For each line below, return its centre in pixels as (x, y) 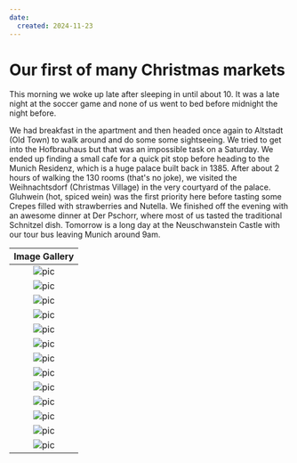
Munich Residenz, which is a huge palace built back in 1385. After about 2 (144, 168)
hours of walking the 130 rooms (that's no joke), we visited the (123, 178)
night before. (33, 113)
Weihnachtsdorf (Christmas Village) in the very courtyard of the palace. (140, 187)
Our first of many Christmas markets (148, 70)
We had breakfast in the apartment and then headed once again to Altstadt (146, 131)
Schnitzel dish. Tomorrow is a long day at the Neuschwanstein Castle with (144, 225)
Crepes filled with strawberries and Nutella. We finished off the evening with (149, 207)
